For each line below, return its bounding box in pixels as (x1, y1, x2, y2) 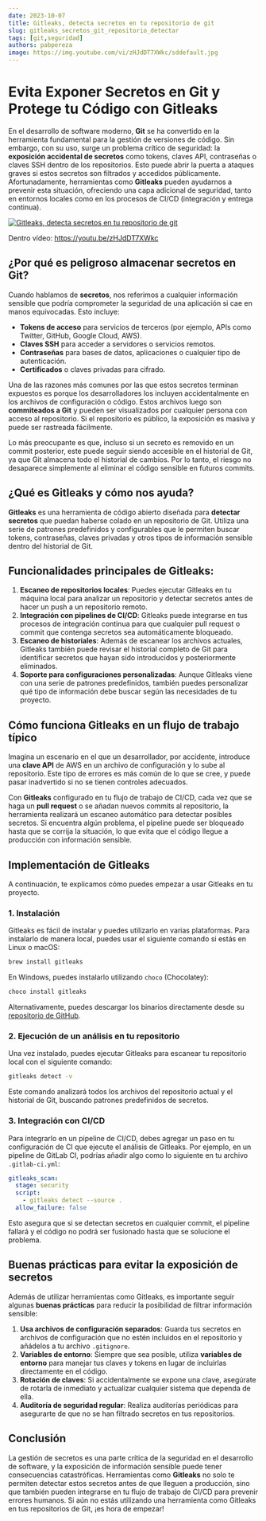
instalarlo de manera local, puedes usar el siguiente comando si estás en (8, 934, 247, 944)
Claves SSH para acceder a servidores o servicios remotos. (19, 339, 216, 349)
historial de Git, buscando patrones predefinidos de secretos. (8, 1096, 209, 1105)
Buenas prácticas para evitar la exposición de (8, 1258, 238, 1272)
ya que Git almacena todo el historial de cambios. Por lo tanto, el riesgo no (8, 455, 252, 464)
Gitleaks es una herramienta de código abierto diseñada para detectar (8, 507, 241, 517)
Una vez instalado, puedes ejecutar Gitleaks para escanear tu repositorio (8, 1049, 247, 1058)
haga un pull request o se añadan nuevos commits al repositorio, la (8, 801, 229, 811)
